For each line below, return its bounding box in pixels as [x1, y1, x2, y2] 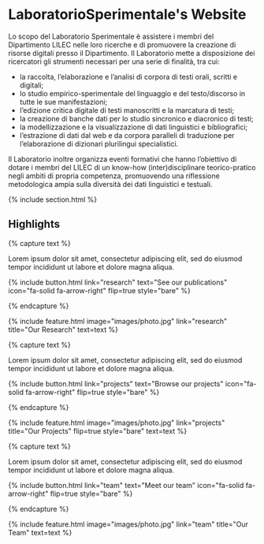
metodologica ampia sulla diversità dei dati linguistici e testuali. [8, 179, 213, 188]
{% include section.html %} [8, 195, 98, 204]
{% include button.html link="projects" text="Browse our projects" [8, 378, 224, 388]
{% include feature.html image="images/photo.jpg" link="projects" [8, 418, 225, 427]
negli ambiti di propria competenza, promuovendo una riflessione [8, 171, 221, 181]
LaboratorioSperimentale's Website [8, 6, 247, 24]
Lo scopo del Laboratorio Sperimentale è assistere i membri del [8, 32, 214, 41]
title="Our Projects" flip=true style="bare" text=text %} [8, 426, 188, 435]
